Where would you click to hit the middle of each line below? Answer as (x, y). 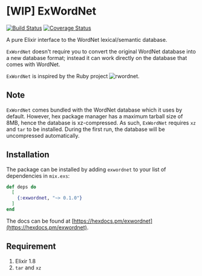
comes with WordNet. (33, 64)
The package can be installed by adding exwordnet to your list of (86, 169)
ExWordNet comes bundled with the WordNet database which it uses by (94, 110)
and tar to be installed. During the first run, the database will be (86, 129)
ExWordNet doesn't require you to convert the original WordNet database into (101, 51)
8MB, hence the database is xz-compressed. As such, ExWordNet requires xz (101, 123)
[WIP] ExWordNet (51, 11)
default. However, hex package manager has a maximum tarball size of (95, 116)
